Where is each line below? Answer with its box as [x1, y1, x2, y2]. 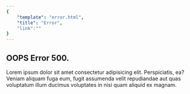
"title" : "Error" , [17, 20, 63, 26]
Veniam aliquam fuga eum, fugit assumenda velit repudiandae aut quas [6, 75, 181, 82]
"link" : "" [17, 25, 42, 32]
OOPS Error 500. [6, 53, 70, 63]
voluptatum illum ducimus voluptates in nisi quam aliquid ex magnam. [6, 81, 177, 88]
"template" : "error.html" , [17, 14, 84, 20]
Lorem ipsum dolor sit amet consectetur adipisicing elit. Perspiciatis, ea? [6, 68, 185, 76]
